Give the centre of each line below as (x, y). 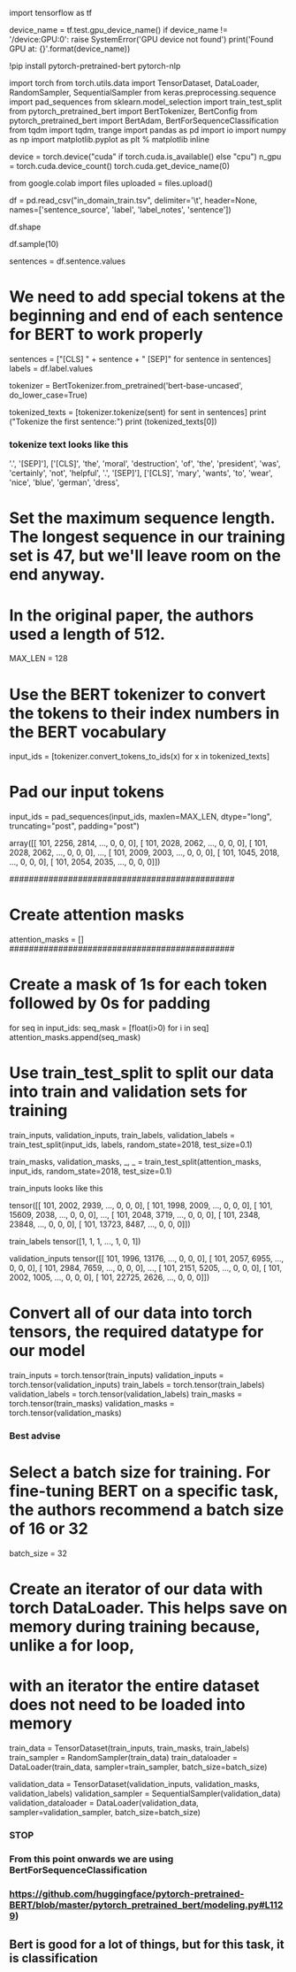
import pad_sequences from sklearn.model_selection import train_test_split (146, 102)
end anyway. (57, 575)
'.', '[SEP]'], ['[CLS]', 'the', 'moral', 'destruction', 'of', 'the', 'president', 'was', (145, 464)
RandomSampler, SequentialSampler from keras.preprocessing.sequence (143, 92)
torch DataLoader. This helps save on (148, 1608)
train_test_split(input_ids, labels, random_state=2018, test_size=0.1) (131, 1144)
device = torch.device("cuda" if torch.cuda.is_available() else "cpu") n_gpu (145, 157)
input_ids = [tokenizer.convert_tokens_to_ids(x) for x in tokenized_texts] (139, 757)
